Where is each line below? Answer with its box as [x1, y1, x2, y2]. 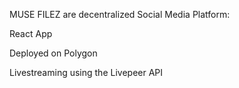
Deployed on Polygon [9, 47, 98, 59]
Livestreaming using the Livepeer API [9, 67, 164, 78]
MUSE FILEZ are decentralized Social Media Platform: [9, 9, 231, 20]
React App [9, 28, 53, 39]
